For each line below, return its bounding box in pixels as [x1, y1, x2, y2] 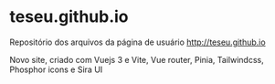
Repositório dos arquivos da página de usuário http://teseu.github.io [9, 37, 267, 47]
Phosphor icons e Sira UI [9, 64, 103, 75]
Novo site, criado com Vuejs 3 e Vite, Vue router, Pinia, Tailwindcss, [9, 54, 264, 65]
